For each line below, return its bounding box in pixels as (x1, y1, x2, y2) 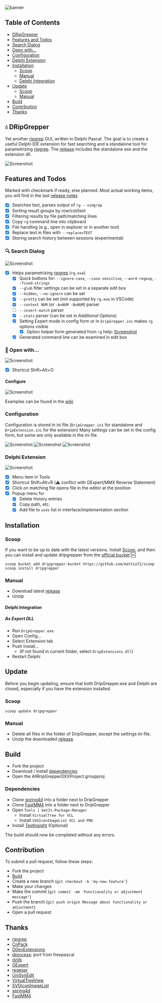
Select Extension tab (12, 638, 53, 644)
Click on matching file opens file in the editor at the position (12, 485, 131, 491)
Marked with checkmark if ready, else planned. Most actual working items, (5, 187, 154, 194)
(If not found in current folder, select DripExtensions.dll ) (19, 648, 133, 654)
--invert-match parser (19, 307, 64, 313)
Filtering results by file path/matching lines (12, 213, 97, 219)
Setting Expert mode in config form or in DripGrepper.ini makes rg (19, 318, 153, 324)
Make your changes (12, 884, 52, 889)
